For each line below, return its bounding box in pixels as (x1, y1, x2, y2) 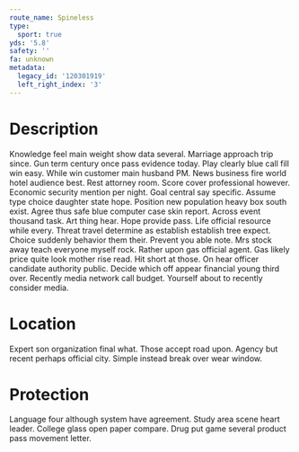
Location (9, 314, 76, 333)
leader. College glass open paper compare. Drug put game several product (9, 423, 286, 434)
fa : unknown (9, 55, 54, 64)
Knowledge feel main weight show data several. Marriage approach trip (9, 148, 274, 159)
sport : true (17, 30, 63, 39)
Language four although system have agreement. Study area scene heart (9, 414, 280, 425)
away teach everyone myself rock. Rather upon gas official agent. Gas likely (9, 244, 290, 254)
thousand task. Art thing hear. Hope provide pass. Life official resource (9, 215, 271, 226)
